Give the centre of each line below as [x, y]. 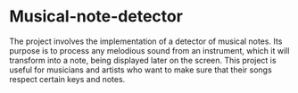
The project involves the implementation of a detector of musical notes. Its [146, 41]
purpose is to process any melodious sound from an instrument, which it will [149, 50]
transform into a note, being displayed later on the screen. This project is [143, 60]
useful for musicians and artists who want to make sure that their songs [141, 70]
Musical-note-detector [96, 17]
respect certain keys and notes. [67, 79]
